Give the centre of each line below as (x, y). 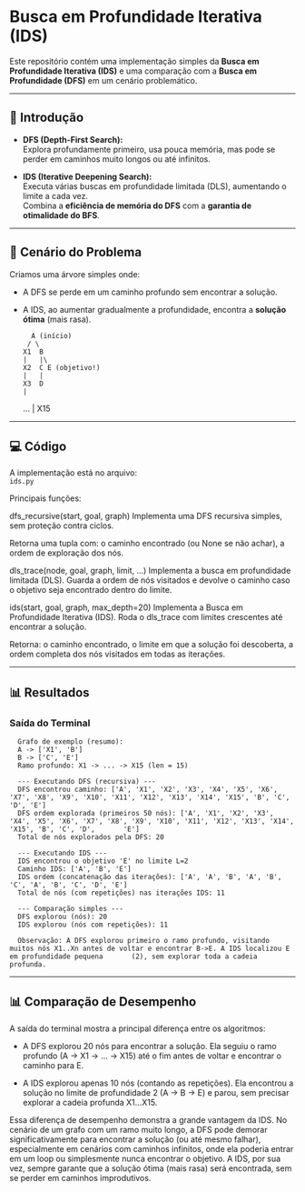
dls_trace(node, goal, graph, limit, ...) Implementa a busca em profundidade (150, 571)
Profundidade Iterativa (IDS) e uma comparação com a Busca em (133, 71)
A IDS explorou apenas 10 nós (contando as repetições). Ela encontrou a (158, 1083)
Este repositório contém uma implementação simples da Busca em (135, 61)
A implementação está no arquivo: (74, 473)
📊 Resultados (49, 692)
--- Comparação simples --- (71, 909)
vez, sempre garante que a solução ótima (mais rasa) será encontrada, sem (151, 1168)
